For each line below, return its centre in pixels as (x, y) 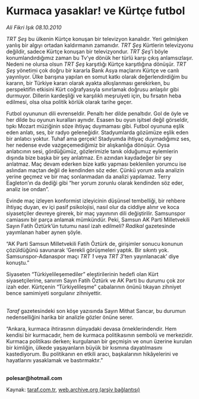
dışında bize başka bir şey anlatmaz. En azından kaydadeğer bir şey (89, 157)
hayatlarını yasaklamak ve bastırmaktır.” (55, 360)
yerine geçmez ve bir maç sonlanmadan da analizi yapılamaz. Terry (89, 176)
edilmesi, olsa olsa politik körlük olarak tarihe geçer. (69, 102)
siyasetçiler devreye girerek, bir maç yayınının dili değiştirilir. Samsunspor (96, 213)
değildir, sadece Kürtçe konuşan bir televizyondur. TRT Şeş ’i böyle (87, 51)
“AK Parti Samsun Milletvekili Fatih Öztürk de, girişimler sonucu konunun (94, 243)
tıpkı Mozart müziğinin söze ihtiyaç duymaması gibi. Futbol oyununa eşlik (95, 126)
